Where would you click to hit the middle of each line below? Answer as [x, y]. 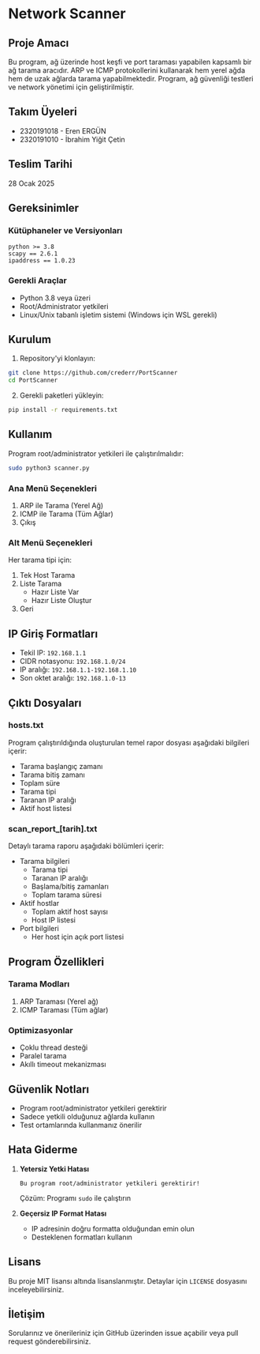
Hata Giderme [43, 1150]
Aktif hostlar [39, 903]
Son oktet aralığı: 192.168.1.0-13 [72, 678]
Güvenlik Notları [49, 1089]
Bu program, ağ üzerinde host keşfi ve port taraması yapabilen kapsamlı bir [130, 62]
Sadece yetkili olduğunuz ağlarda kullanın [87, 1116]
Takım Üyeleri [43, 112]
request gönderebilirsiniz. [50, 1341]
